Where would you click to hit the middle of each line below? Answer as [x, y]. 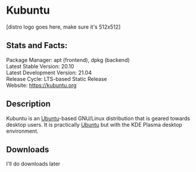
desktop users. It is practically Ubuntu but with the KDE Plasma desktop [94, 124]
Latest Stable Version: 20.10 [40, 66]
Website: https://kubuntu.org [41, 85]
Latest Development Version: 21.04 [49, 73]
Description [28, 104]
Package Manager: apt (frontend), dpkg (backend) [68, 60]
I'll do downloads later [33, 164]
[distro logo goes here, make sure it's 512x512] [63, 27]
